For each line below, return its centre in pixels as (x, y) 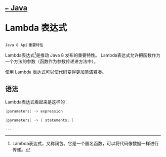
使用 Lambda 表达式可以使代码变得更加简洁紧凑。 (56, 72)
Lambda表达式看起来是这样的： (37, 102)
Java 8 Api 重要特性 (24, 45)
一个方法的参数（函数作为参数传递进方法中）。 (52, 61)
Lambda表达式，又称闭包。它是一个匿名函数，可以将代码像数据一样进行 (85, 144)
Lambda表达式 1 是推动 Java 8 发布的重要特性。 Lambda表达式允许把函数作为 (83, 55)
